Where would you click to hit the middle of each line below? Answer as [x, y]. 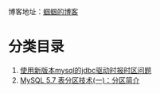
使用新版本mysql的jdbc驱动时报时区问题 [86, 70]
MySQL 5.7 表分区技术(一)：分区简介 [80, 80]
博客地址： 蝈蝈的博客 [43, 12]
